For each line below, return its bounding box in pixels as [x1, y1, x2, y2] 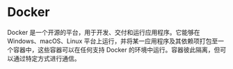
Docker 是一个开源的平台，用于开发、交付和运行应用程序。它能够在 [7, 28, 200, 36]
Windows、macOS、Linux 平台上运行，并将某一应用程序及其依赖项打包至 [7, 36, 218, 45]
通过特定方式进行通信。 [13, 54, 81, 63]
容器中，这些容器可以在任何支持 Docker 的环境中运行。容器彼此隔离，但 [13, 45, 220, 54]
